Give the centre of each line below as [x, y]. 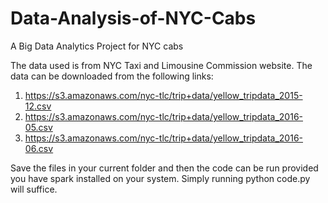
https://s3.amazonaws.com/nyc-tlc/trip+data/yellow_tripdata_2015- [163, 95]
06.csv [39, 148]
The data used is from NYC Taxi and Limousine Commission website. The [161, 65]
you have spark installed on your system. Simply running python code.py [160, 178]
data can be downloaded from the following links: [112, 76]
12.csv [38, 106]
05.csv [38, 127]
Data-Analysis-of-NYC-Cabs [133, 18]
